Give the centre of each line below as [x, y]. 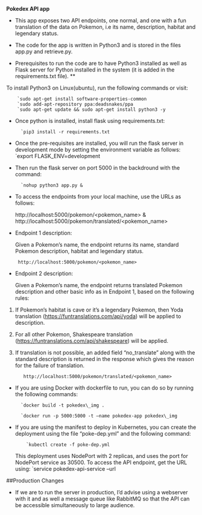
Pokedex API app [28, 9]
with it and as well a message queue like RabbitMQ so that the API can [102, 499]
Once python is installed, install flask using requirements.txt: [90, 121]
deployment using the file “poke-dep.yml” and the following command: [103, 434]
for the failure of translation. [49, 365]
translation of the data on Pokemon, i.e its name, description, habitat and [105, 27]
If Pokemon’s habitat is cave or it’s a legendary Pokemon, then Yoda [99, 310]
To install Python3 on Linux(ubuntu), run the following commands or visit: [97, 88]
